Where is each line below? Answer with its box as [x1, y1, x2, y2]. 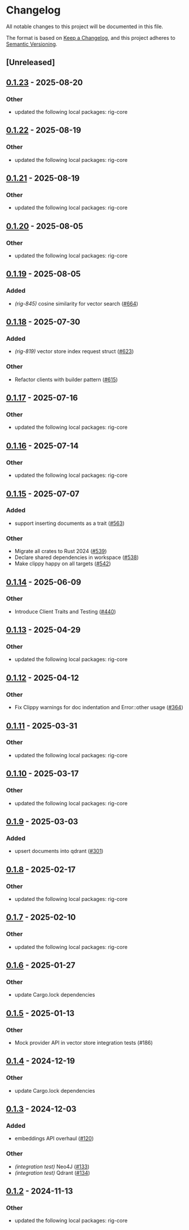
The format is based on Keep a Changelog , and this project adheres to [6, 34, 176, 41]
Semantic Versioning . [6, 40, 57, 48]
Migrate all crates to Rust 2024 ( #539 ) [14, 548, 107, 555]
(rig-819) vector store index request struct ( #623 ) [14, 348, 134, 355]
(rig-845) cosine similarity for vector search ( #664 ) [14, 300, 139, 307]
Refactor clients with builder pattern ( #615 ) [14, 376, 118, 383]
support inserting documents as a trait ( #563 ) [14, 520, 125, 527]
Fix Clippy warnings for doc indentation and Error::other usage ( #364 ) [14, 704, 184, 711]
